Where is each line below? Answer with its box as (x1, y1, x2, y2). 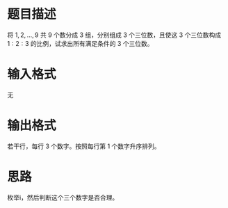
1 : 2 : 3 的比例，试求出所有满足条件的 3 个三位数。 (7, 39, 154, 47)
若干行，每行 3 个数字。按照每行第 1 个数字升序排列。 (7, 142, 161, 150)
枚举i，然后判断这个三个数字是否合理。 (7, 193, 119, 202)
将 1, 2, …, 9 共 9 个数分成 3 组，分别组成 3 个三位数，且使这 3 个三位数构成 (7, 31, 222, 39)
